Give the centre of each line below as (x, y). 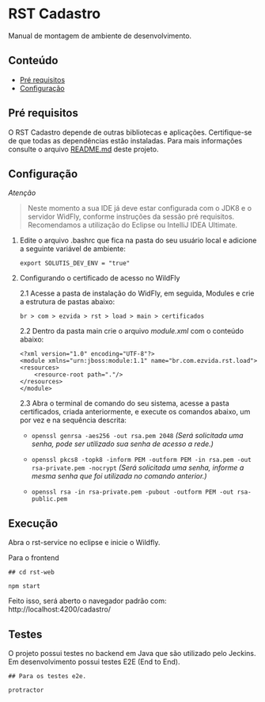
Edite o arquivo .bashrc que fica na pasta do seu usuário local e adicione (138, 240)
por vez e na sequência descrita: (73, 420)
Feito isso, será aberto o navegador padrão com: (87, 601)
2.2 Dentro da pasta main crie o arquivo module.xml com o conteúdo (131, 331)
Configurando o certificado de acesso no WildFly (100, 278)
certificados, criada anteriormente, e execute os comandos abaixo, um (135, 412)
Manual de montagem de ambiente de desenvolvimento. (100, 36)
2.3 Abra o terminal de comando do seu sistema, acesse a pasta (124, 403)
